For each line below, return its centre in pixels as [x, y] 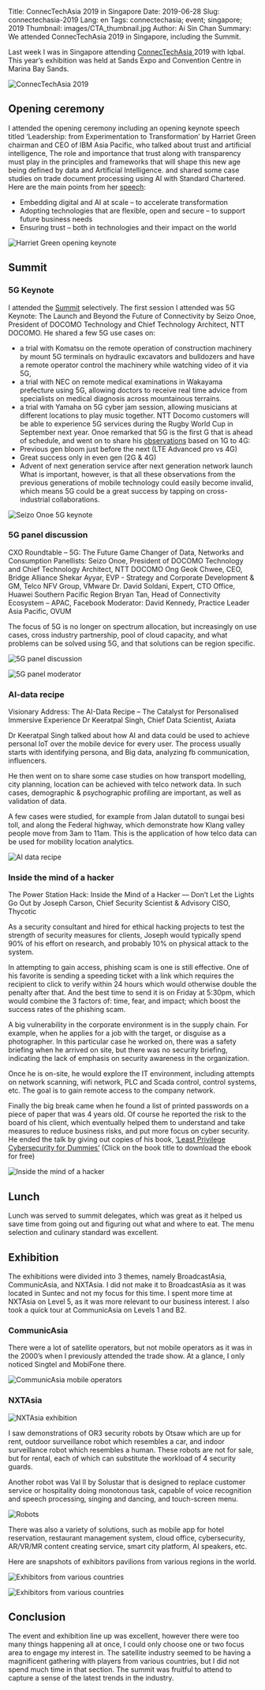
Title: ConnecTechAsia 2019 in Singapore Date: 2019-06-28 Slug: [114, 11]
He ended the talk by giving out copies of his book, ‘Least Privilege [117, 1139]
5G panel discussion [48, 535]
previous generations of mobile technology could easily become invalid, [136, 483]
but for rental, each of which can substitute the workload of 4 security [122, 1458]
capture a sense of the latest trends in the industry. [91, 1678]
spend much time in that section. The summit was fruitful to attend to [120, 1669]
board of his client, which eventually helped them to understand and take [127, 1123]
